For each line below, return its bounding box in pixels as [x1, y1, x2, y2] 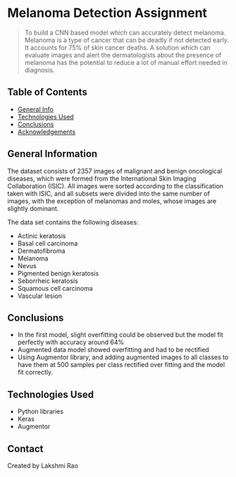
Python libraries [17, 407, 64, 416]
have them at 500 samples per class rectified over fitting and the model [17, 361, 225, 369]
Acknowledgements [17, 127, 76, 135]
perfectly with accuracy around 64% [17, 338, 125, 346]
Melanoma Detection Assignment [7, 5, 208, 21]
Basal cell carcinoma [17, 238, 78, 248]
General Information [7, 148, 98, 160]
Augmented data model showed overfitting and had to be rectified [17, 346, 209, 354]
